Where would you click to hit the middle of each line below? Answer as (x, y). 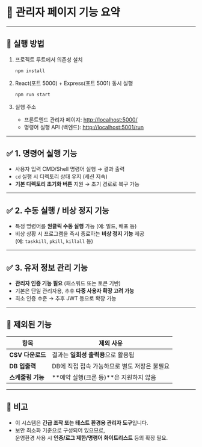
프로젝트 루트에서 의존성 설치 (49, 59)
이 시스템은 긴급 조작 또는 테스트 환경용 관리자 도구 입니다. (81, 422)
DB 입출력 (23, 366)
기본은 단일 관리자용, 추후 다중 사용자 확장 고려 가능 (75, 291)
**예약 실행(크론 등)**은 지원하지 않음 (104, 377)
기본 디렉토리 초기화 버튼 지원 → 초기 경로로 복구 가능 (77, 184)
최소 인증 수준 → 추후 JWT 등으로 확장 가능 (66, 298)
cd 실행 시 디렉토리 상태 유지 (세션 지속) (61, 177)
